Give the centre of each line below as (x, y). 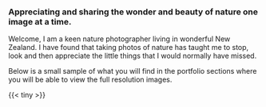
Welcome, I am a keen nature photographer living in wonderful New (119, 39)
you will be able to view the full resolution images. (90, 80)
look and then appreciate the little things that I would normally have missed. (133, 56)
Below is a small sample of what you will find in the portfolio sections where (133, 71)
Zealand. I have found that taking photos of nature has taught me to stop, (129, 48)
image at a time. (40, 21)
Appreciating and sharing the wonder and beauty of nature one (133, 12)
